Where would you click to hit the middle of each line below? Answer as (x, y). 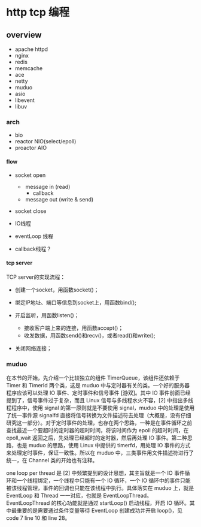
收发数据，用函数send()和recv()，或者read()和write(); (89, 335)
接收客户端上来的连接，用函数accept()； (74, 328)
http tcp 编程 (38, 12)
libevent (25, 100)
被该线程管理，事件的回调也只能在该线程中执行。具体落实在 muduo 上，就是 (100, 488)
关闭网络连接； (33, 348)
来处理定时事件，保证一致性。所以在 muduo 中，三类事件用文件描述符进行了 (100, 453)
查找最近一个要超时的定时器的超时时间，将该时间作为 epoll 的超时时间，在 (98, 430)
